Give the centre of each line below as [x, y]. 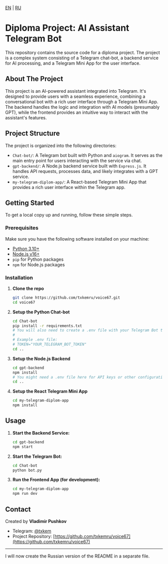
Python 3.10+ [26, 249]
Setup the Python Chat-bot [41, 312]
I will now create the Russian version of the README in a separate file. [77, 556]
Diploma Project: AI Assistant [67, 28]
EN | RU [13, 8]
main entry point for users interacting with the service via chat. [77, 160]
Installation [19, 277]
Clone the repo [28, 288]
